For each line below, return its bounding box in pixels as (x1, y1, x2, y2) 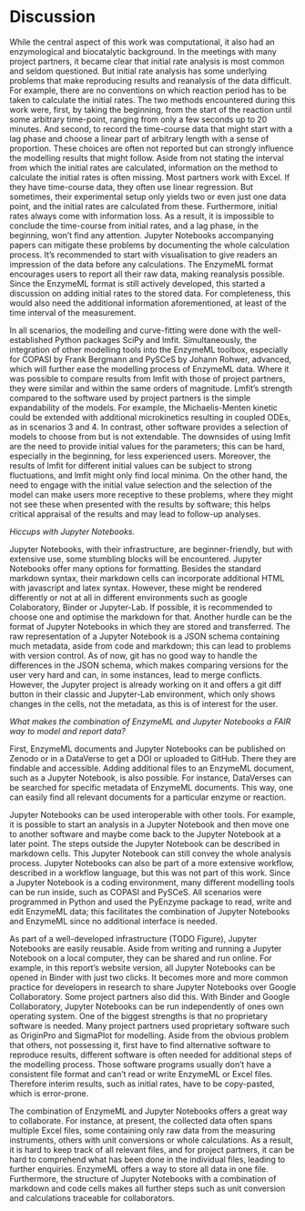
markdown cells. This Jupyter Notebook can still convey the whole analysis (9, 848, 291, 859)
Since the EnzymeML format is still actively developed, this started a (9, 278, 266, 288)
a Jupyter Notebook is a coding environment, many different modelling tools (9, 876, 295, 888)
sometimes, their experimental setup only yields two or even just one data (9, 191, 287, 202)
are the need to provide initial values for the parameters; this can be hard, (9, 440, 285, 451)
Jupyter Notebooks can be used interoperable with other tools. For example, (9, 809, 296, 820)
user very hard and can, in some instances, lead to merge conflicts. (9, 669, 262, 680)
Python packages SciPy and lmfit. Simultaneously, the (54, 334, 258, 345)
